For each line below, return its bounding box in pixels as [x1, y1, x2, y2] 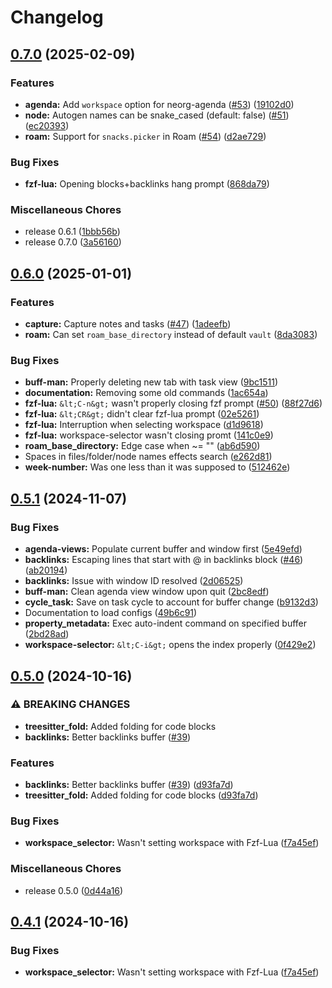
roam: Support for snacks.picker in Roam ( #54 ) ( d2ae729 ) [24, 130, 267, 142]
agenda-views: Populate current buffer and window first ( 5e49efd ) [24, 543, 303, 555]
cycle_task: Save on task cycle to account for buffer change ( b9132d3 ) [24, 596, 319, 608]
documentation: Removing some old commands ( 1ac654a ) [24, 387, 269, 399]
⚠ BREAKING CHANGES [10, 697, 131, 711]
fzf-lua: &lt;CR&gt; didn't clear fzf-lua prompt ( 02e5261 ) [24, 408, 260, 420]
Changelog [10, 6, 104, 29]
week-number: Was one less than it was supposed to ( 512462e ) [24, 461, 291, 473]
